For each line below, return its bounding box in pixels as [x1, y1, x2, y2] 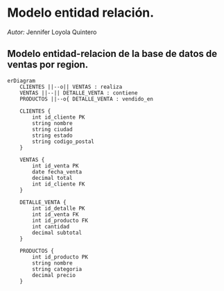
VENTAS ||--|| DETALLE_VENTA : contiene [19, 89, 138, 97]
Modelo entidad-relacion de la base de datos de [7, 48, 218, 60]
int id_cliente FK [32, 181, 85, 188]
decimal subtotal [32, 229, 82, 236]
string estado [32, 132, 73, 139]
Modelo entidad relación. [7, 5, 155, 21]
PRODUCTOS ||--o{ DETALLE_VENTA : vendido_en [19, 95, 154, 102]
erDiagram [7, 77, 36, 84]
